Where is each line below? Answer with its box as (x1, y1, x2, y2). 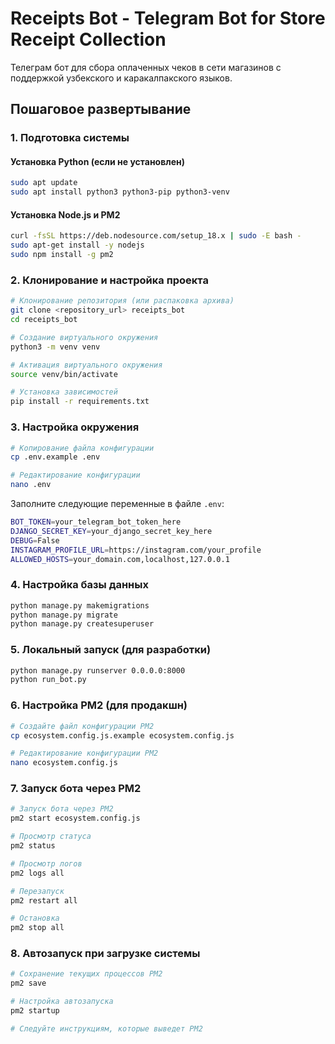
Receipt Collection (10, 28, 167, 51)
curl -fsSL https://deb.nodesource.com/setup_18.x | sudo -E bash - (10, 231, 302, 241)
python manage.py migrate (10, 610, 118, 620)
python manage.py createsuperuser (10, 619, 155, 629)
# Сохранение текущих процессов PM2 (10, 969, 163, 979)
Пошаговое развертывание (10, 101, 192, 118)
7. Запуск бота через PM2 (10, 782, 142, 796)
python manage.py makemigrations (10, 600, 150, 611)
